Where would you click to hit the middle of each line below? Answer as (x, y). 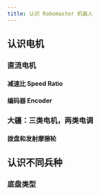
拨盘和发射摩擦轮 (32, 138)
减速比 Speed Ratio (35, 83)
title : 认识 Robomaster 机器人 (50, 14)
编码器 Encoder (30, 101)
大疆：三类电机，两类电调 (50, 121)
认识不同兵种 (35, 162)
